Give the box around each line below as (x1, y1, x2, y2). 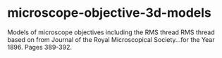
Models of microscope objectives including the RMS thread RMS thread (7, 28, 215, 36)
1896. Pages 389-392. (7, 43, 73, 51)
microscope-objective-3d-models (7, 5, 211, 21)
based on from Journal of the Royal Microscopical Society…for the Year (7, 35, 215, 43)
